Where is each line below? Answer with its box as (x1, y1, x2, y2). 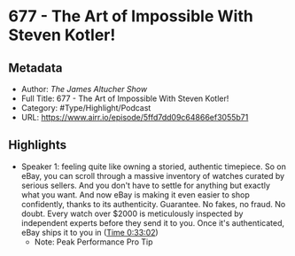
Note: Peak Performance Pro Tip (34, 237, 153, 247)
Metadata (8, 60, 63, 75)
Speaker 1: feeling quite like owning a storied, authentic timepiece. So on (20, 161, 287, 172)
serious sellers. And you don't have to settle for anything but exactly (20, 180, 271, 190)
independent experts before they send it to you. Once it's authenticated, (20, 217, 285, 228)
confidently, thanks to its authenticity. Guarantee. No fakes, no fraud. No (20, 198, 286, 209)
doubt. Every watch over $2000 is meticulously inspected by (20, 208, 244, 219)
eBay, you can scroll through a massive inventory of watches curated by (20, 170, 285, 181)
